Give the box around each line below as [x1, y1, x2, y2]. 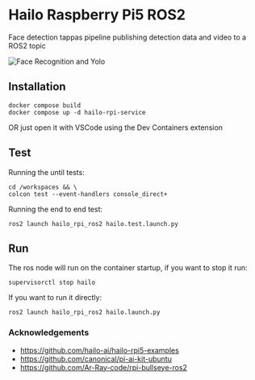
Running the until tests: [8, 167, 85, 177]
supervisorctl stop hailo [8, 278, 95, 287]
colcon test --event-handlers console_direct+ [8, 190, 168, 198]
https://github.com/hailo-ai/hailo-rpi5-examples [19, 345, 179, 355]
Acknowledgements [8, 327, 90, 338]
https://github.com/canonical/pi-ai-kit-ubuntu [19, 353, 172, 364]
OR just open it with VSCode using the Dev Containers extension [8, 123, 224, 132]
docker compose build [8, 101, 82, 110]
